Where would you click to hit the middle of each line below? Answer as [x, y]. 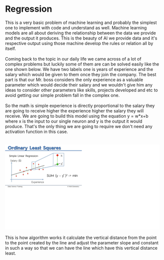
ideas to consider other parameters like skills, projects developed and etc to [82, 90]
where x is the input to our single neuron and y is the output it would [74, 121]
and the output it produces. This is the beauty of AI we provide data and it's [81, 38]
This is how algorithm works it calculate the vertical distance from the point [81, 238]
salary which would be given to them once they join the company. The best [81, 74]
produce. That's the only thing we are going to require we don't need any [79, 126]
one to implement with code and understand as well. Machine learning [76, 27]
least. [11, 253]
